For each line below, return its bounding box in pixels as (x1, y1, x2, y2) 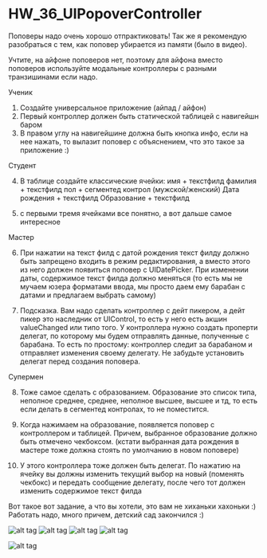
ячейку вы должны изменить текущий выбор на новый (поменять (19, 469, 245, 478)
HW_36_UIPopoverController (8, 5, 202, 23)
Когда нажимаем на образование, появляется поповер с (19, 419, 215, 429)
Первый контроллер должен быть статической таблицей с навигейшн (19, 111, 259, 120)
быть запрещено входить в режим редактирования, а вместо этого (19, 256, 251, 265)
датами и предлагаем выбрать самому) (19, 290, 157, 300)
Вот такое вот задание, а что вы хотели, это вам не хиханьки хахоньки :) (8, 501, 257, 511)
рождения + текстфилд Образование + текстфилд (19, 193, 190, 202)
